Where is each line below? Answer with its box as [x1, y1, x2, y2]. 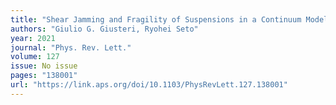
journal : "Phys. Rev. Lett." [10, 42, 132, 53]
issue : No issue [10, 61, 78, 71]
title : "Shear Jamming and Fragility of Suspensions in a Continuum [10, 14, 302, 25]
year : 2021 [10, 33, 56, 43]
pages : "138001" [10, 71, 78, 81]
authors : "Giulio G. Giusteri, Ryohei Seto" [10, 24, 199, 34]
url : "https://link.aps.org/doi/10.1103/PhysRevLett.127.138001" [10, 80, 288, 90]
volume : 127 [10, 52, 60, 62]
